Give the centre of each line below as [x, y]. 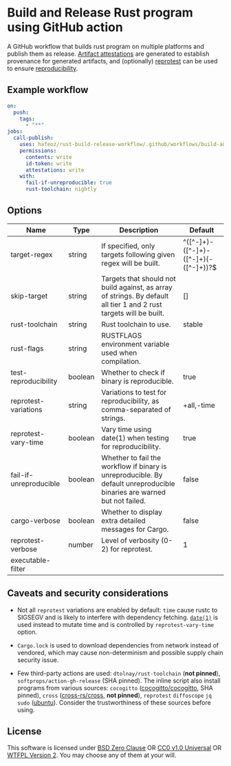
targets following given [138, 254]
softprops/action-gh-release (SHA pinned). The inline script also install [119, 681]
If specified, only [128, 246]
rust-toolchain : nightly [61, 189]
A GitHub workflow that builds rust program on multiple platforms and [106, 46]
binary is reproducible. [137, 381]
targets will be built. [133, 313]
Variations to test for [134, 392]
